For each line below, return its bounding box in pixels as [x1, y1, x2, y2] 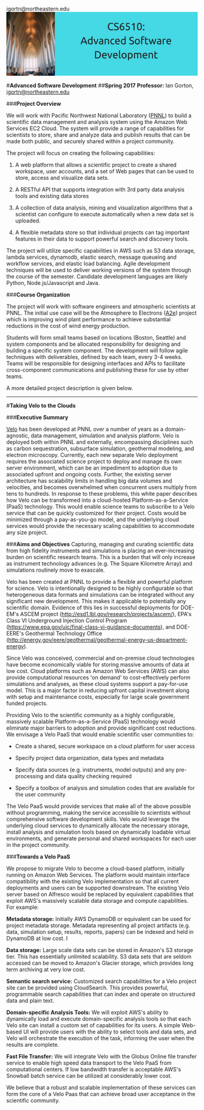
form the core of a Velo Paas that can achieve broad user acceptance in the [6, 1091, 195, 1097]
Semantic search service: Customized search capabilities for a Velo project [6, 978, 197, 985]
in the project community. [6, 841, 70, 848]
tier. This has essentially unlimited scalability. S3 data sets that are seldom [6, 953, 192, 960]
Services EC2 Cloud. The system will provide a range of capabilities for [6, 125, 185, 132]
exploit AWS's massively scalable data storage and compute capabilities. [6, 897, 189, 904]
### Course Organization [6, 291, 70, 298]
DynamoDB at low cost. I [6, 935, 68, 942]
